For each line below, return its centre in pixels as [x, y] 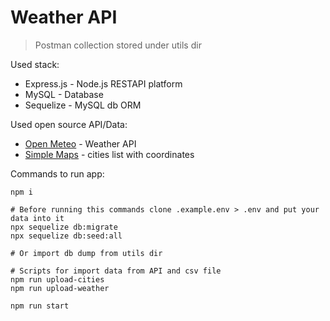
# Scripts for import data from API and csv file [116, 271]
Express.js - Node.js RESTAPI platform [103, 83]
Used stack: [35, 64]
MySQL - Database [64, 94]
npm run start [40, 306]
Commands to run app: [57, 173]
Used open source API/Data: [69, 124]
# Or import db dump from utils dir [86, 253]
